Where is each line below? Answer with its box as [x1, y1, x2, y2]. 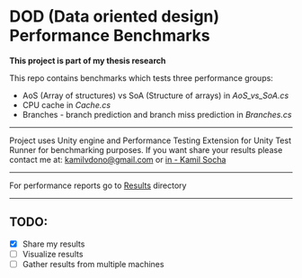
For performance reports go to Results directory [9, 180, 187, 191]
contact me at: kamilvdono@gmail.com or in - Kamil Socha [9, 154, 226, 165]
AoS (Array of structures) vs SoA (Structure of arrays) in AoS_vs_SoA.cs [22, 90, 289, 101]
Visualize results [22, 248, 84, 259]
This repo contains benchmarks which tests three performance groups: [9, 72, 274, 83]
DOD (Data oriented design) [9, 6, 220, 27]
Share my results [22, 238, 85, 249]
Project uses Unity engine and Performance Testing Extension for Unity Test [9, 135, 292, 146]
